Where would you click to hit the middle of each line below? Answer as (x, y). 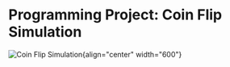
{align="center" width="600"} (132, 54)
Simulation (45, 32)
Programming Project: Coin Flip (115, 15)
